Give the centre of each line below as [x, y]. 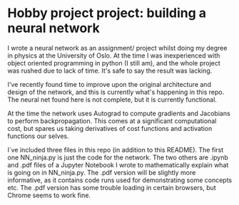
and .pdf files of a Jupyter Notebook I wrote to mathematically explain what [118, 164]
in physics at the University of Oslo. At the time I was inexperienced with [114, 56]
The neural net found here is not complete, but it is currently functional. [112, 99]
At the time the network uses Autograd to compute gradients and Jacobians [119, 113]
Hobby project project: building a [107, 13]
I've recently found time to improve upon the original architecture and [110, 84]
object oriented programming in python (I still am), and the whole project [114, 63]
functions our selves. [38, 136]
